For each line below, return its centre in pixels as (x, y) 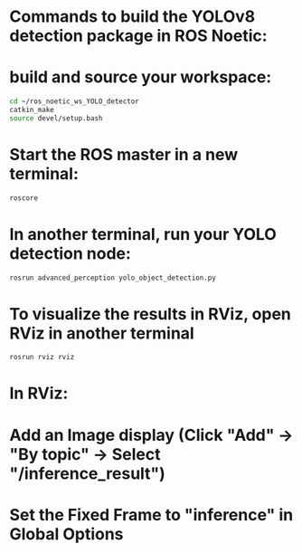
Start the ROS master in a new (124, 154)
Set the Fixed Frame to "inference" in (151, 515)
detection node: (70, 253)
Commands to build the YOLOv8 (132, 17)
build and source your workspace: (141, 77)
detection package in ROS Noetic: (139, 36)
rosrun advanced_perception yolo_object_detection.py (113, 278)
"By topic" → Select (85, 454)
